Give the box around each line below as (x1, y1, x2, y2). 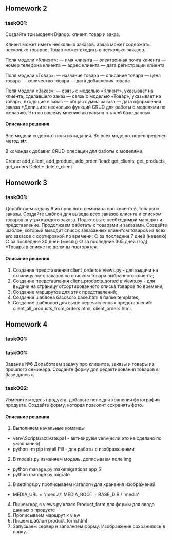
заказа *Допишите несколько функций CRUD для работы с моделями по (5, 104, 166, 110)
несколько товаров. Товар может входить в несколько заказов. (5, 46, 145, 53)
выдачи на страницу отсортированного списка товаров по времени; (12, 283, 164, 290)
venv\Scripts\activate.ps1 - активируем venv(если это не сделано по (12, 435, 162, 441)
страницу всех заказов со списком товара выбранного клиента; (12, 272, 155, 278)
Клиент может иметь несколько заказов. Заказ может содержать (5, 41, 150, 47)
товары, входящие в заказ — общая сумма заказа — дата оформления (5, 98, 162, 104)
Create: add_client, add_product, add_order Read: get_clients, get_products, (5, 158, 166, 164)
